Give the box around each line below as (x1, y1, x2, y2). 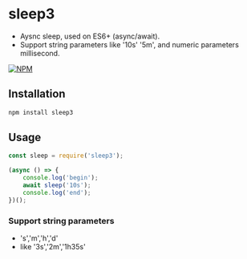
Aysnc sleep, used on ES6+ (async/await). (19, 31, 160, 41)
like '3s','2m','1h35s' (19, 241, 86, 251)
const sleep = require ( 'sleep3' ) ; (8, 152, 124, 160)
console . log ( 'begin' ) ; (22, 174, 99, 182)
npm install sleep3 (8, 108, 74, 116)
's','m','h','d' (19, 233, 59, 243)
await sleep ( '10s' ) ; (22, 181, 91, 189)
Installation (8, 87, 66, 101)
